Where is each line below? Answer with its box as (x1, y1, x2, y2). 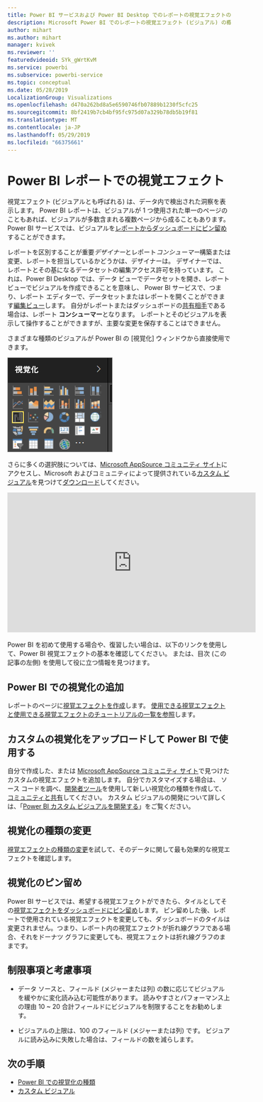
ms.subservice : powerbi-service (7, 71, 103, 78)
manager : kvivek (7, 41, 55, 49)
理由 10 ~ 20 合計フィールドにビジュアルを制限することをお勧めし (23, 1002, 217, 1010)
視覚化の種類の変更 (7, 825, 91, 837)
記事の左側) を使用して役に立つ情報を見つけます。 (7, 658, 154, 667)
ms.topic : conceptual (7, 79, 72, 86)
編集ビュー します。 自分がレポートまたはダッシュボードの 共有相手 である (13, 301, 226, 310)
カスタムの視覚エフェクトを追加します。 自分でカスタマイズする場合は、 (7, 775, 220, 784)
